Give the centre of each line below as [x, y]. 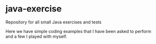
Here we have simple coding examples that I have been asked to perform [78, 31]
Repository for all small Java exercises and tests [54, 22]
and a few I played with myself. [36, 36]
